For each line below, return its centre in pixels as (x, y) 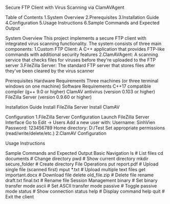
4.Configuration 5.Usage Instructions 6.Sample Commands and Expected (82, 23)
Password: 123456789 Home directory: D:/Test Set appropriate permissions (85, 128)
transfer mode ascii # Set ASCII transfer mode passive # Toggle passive (81, 186)
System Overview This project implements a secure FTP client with (76, 38)
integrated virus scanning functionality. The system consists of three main (83, 44)
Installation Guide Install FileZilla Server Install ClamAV (62, 107)
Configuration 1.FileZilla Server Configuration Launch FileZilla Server (77, 117)
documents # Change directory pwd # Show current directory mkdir (77, 159)
